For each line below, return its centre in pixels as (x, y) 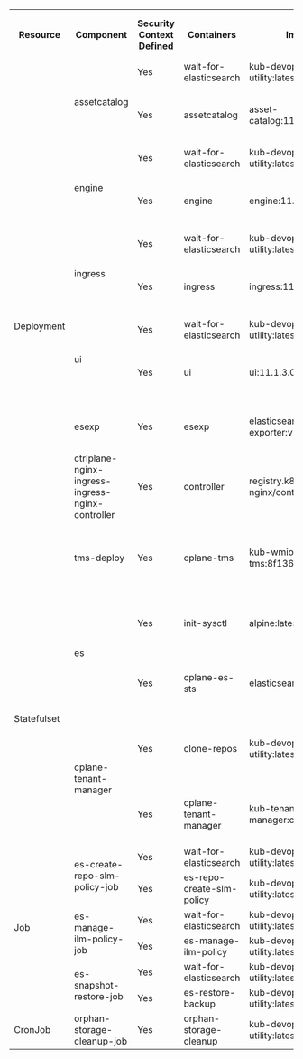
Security (156, 23)
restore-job (98, 996)
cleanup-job (101, 1041)
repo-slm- (97, 876)
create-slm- (211, 889)
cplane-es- (209, 677)
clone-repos (210, 749)
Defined (156, 46)
